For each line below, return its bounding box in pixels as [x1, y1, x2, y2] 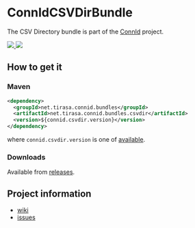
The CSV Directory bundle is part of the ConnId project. [7, 27, 164, 36]
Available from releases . [7, 168, 75, 176]
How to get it [7, 62, 63, 73]
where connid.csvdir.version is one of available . [7, 136, 146, 143]
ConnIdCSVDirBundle [7, 5, 133, 21]
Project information [7, 188, 92, 199]
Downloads [7, 152, 46, 162]
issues [16, 214, 36, 222]
